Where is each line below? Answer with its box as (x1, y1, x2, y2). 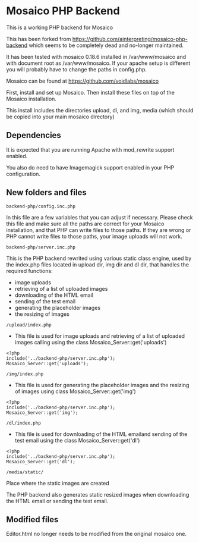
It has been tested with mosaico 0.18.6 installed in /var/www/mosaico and (6, 53, 186, 60)
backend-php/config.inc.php (6, 203, 76, 209)
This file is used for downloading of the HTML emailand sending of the (14, 430, 188, 438)
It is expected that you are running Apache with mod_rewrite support (6, 146, 175, 153)
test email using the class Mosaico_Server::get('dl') (14, 437, 140, 444)
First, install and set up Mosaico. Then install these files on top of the (6, 89, 175, 96)
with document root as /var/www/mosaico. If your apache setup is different (6, 59, 191, 67)
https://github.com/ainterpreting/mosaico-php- (72, 35, 188, 42)
